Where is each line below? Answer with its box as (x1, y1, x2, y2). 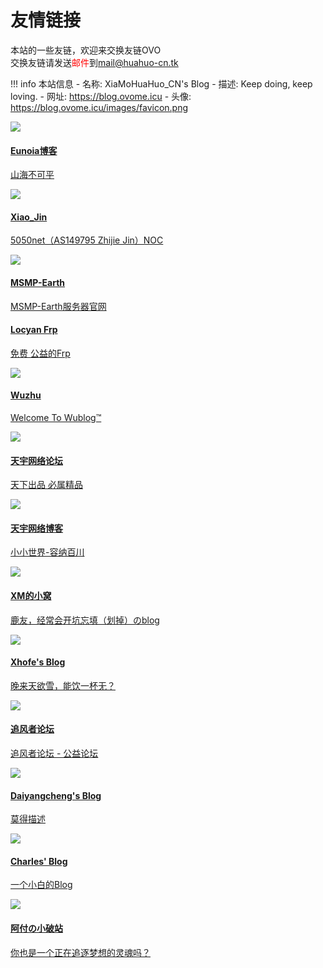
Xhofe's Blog (10, 656, 66, 668)
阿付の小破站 (10, 922, 63, 934)
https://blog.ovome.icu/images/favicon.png (10, 101, 189, 113)
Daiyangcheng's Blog (10, 789, 102, 801)
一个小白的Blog (10, 879, 73, 891)
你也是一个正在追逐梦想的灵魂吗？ (10, 946, 151, 958)
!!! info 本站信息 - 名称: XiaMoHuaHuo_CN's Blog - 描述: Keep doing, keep (10, 77, 313, 90)
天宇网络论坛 (10, 454, 63, 466)
